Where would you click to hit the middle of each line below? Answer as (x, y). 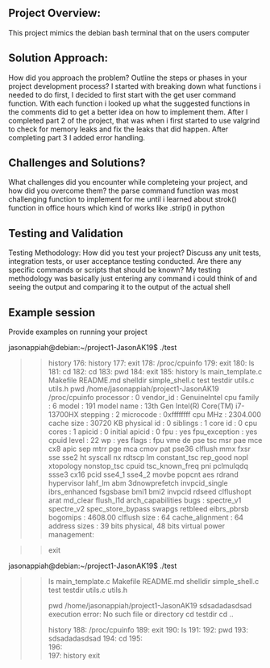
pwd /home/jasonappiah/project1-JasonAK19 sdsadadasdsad (150, 606)
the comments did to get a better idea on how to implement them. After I (128, 111)
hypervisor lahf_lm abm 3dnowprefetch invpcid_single (138, 483)
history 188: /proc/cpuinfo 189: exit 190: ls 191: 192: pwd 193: (148, 630)
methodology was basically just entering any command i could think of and (133, 278)
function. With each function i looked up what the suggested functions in (129, 103)
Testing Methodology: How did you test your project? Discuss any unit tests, (135, 253)
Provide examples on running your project (78, 332)
